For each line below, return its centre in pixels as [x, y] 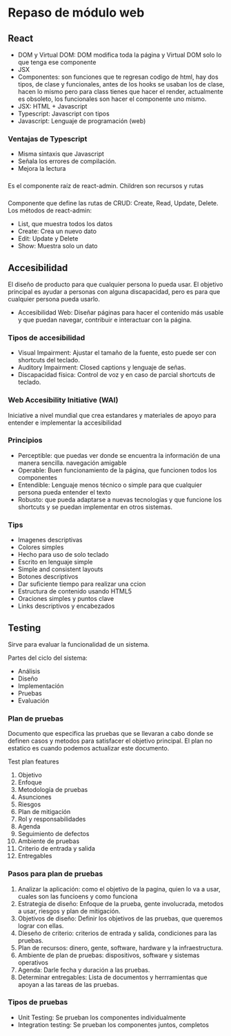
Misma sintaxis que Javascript [61, 154]
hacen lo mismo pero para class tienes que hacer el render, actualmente [120, 92]
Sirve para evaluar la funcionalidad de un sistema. [79, 644]
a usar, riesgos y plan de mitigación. [69, 911]
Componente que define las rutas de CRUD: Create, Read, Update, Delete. [113, 203]
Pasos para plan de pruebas [56, 874]
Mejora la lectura [42, 169]
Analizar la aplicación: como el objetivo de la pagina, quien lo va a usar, [119, 889]
